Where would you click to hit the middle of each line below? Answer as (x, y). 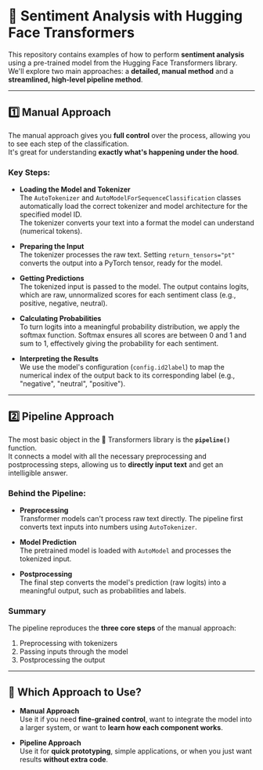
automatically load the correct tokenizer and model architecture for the (133, 206)
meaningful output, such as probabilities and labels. (103, 591)
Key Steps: (29, 172)
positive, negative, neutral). (63, 303)
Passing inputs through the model (74, 651)
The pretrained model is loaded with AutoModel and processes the (125, 551)
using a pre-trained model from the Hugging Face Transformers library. (123, 63)
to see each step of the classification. (68, 144)
